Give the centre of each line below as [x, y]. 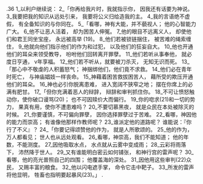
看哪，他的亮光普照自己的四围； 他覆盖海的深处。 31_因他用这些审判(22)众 [99, 160]
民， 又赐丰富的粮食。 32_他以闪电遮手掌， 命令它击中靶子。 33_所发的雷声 [100, 167]
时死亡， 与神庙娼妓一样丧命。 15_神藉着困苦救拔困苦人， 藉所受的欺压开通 [100, 77]
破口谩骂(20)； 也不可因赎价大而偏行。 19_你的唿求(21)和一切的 [111, 99]
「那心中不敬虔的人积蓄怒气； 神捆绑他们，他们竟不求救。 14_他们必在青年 [99, 69]
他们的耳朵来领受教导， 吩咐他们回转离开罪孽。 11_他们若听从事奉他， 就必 [99, 54]
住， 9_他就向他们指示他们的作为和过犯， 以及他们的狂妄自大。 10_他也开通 [100, 46]
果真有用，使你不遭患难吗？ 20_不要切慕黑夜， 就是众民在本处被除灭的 [106, 107]
